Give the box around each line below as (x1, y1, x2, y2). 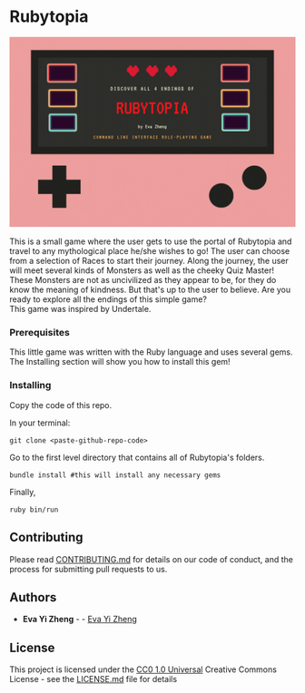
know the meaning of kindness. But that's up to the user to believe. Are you (9, 284, 291, 296)
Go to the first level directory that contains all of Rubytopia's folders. (9, 452, 265, 463)
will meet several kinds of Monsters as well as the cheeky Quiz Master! (9, 265, 275, 276)
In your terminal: (9, 417, 71, 428)
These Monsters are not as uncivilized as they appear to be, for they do (9, 275, 277, 286)
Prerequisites (9, 327, 70, 339)
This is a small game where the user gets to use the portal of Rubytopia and (9, 236, 292, 247)
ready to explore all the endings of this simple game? (9, 294, 207, 305)
